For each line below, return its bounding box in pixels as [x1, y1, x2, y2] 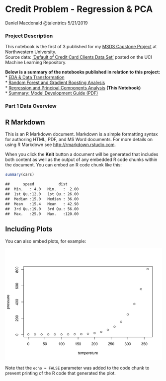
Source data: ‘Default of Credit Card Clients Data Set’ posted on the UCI [5, 54, 153, 60]
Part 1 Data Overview [5, 103, 57, 110]
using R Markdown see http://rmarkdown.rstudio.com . [5, 142, 116, 148]
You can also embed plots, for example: [5, 238, 86, 244]
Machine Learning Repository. [5, 60, 67, 66]
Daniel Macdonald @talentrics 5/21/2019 [5, 20, 88, 26]
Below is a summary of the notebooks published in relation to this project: [5, 69, 161, 75]
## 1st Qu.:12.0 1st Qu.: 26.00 [5, 191, 79, 197]
